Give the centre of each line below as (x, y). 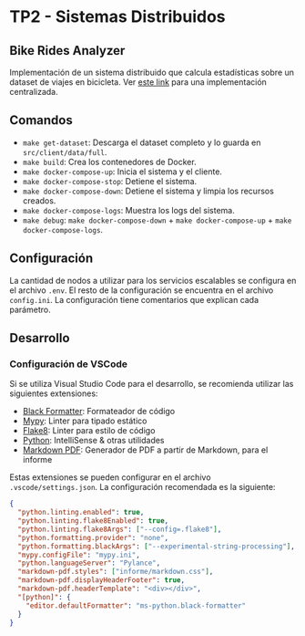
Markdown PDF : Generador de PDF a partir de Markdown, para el (145, 450)
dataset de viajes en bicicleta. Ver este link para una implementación (138, 82)
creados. (39, 200)
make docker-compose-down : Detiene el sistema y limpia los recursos (148, 191)
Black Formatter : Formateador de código (99, 412)
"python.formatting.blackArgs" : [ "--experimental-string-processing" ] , (157, 546)
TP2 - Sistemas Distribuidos (117, 17)
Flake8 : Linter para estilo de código (89, 431)
